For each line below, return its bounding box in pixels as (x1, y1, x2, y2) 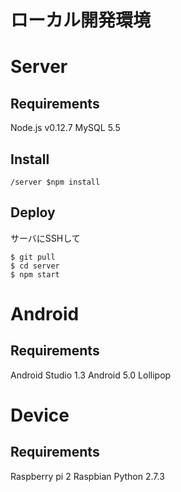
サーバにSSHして (10, 232, 81, 244)
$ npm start (10, 269, 60, 280)
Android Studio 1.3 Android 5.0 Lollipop (10, 369, 172, 381)
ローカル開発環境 (10, 9, 152, 32)
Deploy (10, 204, 56, 221)
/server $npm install (10, 177, 101, 187)
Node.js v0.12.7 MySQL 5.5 (10, 122, 121, 134)
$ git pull (10, 252, 56, 262)
